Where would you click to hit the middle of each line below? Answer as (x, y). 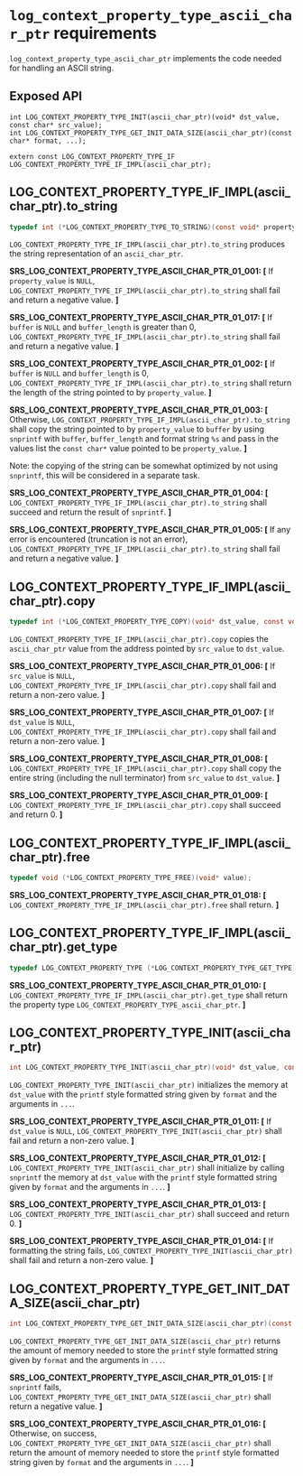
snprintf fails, (36, 1387)
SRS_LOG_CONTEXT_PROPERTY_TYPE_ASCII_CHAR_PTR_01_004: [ (139, 493)
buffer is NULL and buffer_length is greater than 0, (103, 327)
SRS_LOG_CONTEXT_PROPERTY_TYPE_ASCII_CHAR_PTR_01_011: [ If (141, 1121)
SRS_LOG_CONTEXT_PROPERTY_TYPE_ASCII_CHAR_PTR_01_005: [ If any (150, 530)
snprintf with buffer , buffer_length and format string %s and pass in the (144, 439)
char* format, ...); (48, 141)
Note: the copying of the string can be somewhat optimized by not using (144, 466)
